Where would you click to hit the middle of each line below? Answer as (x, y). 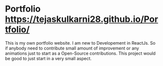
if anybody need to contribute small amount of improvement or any (72, 48)
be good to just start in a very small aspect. (48, 58)
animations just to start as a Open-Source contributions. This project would (80, 53)
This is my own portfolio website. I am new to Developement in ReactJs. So (80, 43)
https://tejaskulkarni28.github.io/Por (81, 19)
